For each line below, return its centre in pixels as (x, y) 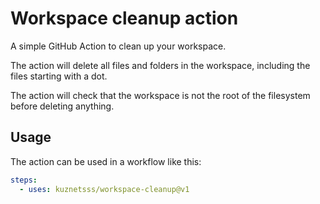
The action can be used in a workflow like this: (106, 161)
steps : (24, 180)
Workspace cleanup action (124, 18)
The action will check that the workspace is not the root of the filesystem (160, 95)
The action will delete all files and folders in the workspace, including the (160, 65)
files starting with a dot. (59, 76)
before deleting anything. (62, 106)
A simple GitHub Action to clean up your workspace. (118, 46)
